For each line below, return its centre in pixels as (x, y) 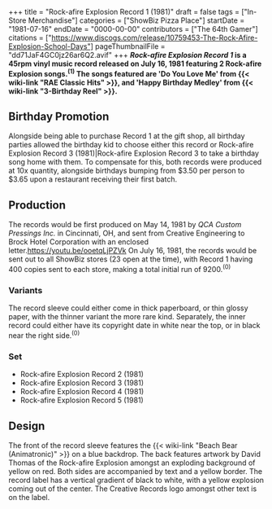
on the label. (29, 497)
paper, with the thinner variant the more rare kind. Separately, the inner (127, 317)
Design (27, 426)
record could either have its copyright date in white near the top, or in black (134, 326)
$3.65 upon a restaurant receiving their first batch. (93, 179)
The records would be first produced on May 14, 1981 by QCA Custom (125, 225)
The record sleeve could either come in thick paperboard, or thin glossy (129, 308)
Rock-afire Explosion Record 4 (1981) (82, 392)
